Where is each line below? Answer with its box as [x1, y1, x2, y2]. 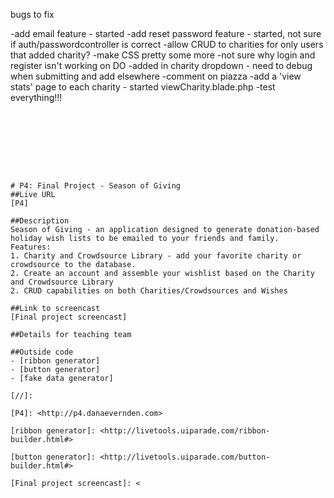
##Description [10, 216, 70, 226]
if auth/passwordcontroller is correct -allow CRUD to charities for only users [10, 39, 324, 50]
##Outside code [10, 347, 74, 357]
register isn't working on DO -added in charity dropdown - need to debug [10, 60, 313, 71]
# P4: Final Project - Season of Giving [10, 181, 182, 191]
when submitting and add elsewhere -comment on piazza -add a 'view [10, 70, 302, 82]
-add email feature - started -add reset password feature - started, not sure [10, 28, 322, 39]
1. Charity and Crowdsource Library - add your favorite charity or [10, 251, 302, 261]
